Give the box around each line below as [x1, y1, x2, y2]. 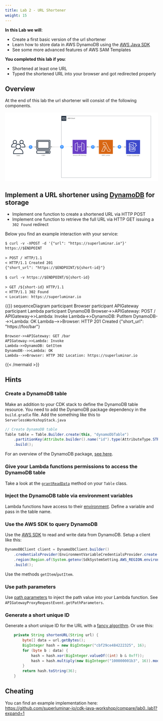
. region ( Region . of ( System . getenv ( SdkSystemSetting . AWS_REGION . [14, 557, 145, 562]
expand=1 [5, 710, 25, 716]
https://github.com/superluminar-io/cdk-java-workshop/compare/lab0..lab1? [5, 705, 158, 711]
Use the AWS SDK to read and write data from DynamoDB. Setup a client [5, 532, 150, 538]
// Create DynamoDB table [5, 427, 57, 432]
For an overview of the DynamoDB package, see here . [5, 451, 113, 457]
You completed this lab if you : [5, 56, 66, 62]
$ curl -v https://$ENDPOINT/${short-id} [5, 275, 90, 280]
